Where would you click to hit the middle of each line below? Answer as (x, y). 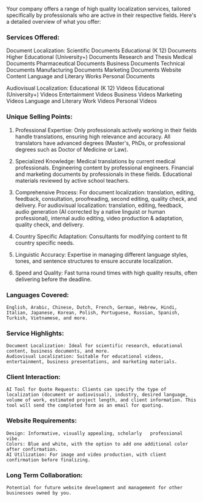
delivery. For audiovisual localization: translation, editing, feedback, (99, 205)
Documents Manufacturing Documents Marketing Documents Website (94, 70)
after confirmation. (32, 449)
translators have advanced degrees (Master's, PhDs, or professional (100, 143)
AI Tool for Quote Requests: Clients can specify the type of (86, 390)
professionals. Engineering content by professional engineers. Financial (104, 168)
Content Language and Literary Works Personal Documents (81, 76)
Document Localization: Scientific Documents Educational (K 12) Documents (101, 50)
